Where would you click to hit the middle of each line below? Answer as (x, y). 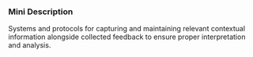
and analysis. (30, 45)
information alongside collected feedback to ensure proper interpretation (127, 37)
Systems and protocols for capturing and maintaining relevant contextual (127, 29)
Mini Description (41, 12)
